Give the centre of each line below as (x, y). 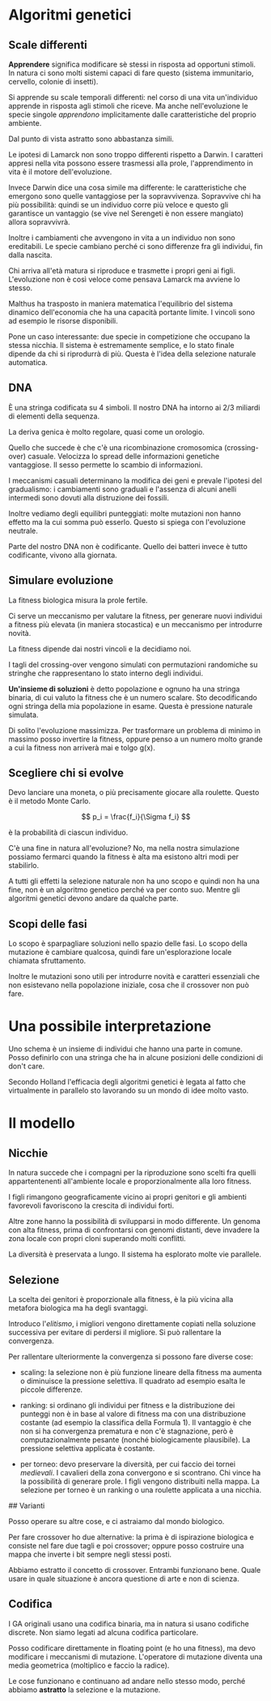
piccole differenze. (51, 1390)
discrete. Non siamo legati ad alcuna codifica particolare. (104, 1632)
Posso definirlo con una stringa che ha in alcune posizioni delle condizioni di (136, 1058)
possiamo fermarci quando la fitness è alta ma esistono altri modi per (124, 857)
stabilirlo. (23, 866)
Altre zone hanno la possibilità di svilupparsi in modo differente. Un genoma (135, 1222)
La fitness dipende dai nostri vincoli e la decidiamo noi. (100, 649)
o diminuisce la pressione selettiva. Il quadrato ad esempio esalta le (133, 1381)
